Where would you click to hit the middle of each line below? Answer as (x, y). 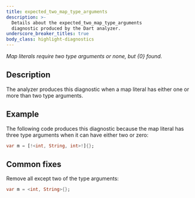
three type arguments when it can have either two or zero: (77, 135)
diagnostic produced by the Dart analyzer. (66, 28)
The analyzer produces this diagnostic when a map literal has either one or (97, 89)
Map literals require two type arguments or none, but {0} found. (84, 56)
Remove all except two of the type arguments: (62, 178)
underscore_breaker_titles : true (48, 34)
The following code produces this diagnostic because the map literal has (95, 128)
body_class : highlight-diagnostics (50, 39)
